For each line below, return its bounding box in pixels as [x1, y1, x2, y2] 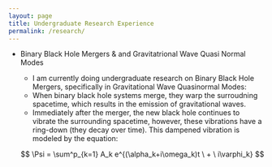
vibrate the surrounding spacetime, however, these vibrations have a [32, 117, 262, 126]
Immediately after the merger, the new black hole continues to [32, 108, 240, 118]
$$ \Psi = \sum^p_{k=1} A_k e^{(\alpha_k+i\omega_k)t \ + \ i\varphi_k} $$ [20, 149, 265, 159]
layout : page [8, 11, 53, 20]
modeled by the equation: [32, 134, 119, 143]
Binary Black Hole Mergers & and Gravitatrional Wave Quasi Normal [19, 49, 246, 59]
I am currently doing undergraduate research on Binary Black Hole [32, 74, 254, 83]
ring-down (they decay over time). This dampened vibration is [32, 125, 240, 135]
